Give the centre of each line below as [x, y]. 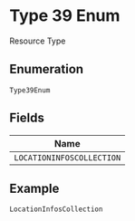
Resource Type [38, 41]
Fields [27, 118]
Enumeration [47, 69]
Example [34, 188]
